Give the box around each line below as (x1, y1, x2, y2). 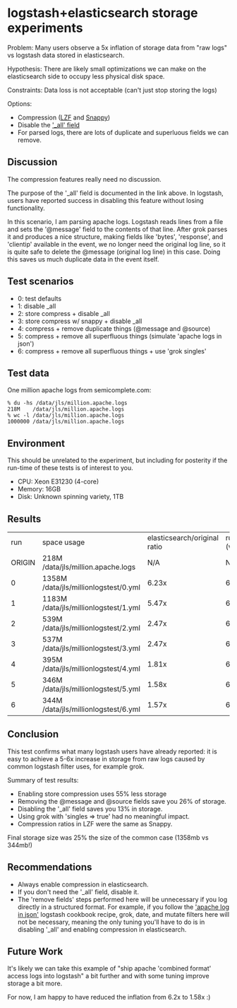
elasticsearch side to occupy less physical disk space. (7, 72, 165, 81)
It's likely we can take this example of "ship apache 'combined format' (7, 964, 212, 973)
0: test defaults (17, 294, 62, 303)
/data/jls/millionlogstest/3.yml (42, 643, 141, 653)
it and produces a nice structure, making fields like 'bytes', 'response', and (7, 232, 224, 241)
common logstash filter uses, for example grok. (7, 762, 145, 770)
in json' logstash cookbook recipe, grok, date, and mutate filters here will (17, 910, 230, 918)
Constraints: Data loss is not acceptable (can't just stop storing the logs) (7, 86, 217, 94)
